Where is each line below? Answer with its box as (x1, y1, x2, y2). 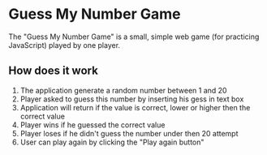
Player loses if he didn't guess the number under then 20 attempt (19, 128, 239, 138)
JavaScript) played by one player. (8, 40, 120, 50)
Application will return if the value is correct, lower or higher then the (19, 102, 251, 112)
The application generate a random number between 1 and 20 (19, 85, 227, 95)
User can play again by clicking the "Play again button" (19, 137, 205, 147)
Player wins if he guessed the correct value (19, 119, 166, 130)
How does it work (8, 64, 99, 78)
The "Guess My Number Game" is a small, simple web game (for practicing (8, 32, 260, 41)
